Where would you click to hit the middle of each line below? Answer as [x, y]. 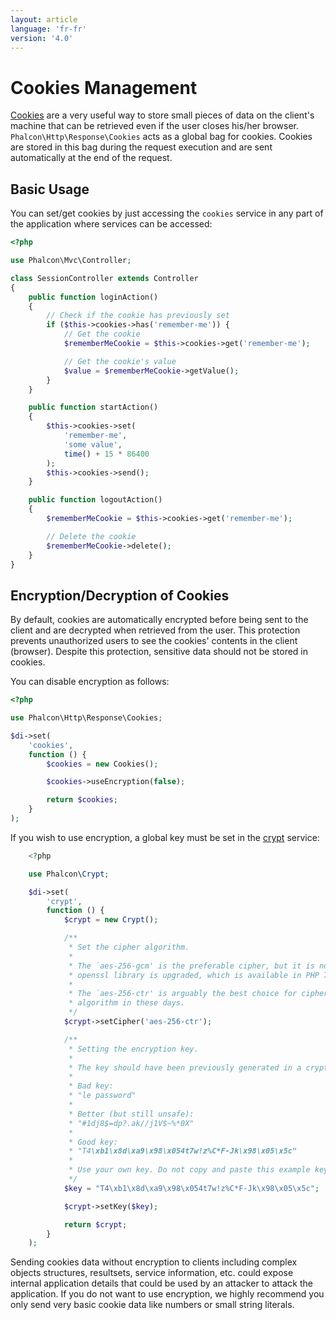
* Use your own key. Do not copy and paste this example [189, 1170]
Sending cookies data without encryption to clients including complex [154, 1262]
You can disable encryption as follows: [90, 682]
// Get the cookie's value [120, 361]
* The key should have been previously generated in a [185, 1067]
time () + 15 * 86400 [106, 454]
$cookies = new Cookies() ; [102, 764]
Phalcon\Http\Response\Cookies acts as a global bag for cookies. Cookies [161, 137]
